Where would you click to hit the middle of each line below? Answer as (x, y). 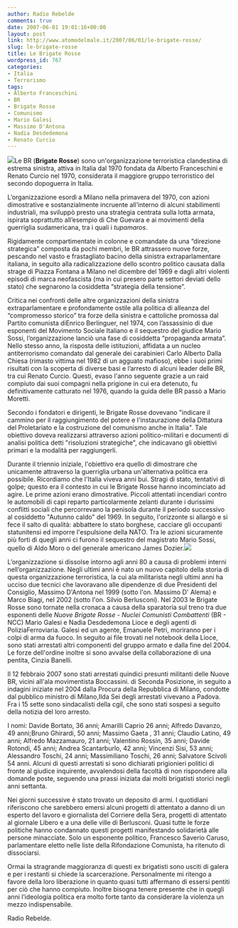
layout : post (27, 34)
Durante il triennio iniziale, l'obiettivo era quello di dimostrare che (102, 464)
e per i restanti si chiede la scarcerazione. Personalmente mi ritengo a (109, 874)
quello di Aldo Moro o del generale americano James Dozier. (96, 548)
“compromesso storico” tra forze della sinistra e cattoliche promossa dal (113, 316)
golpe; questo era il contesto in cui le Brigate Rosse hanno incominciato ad (117, 487)
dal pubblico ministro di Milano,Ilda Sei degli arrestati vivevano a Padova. (114, 697)
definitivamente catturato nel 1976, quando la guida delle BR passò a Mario (117, 391)
